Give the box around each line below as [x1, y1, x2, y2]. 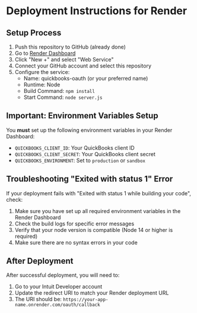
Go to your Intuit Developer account [14, 283, 103, 291]
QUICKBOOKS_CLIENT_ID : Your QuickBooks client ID [14, 144, 135, 151]
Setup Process [6, 28, 62, 38]
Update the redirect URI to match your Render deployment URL [14, 289, 169, 296]
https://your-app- [63, 297, 109, 303]
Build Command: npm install [23, 88, 95, 94]
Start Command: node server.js [23, 93, 103, 101]
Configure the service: [14, 69, 70, 75]
